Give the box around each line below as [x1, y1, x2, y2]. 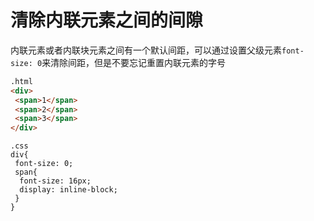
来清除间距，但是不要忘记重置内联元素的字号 [41, 56, 227, 68]
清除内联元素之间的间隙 [10, 9, 204, 32]
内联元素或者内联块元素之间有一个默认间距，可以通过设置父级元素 [10, 44, 282, 56]
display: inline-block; [19, 185, 118, 195]
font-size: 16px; [19, 176, 92, 186]
